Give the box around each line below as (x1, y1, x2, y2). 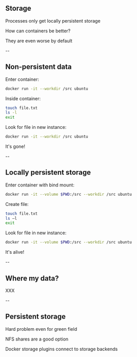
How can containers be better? (5, 28, 71, 34)
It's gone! (5, 143, 26, 149)
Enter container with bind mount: (5, 182, 74, 188)
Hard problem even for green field (5, 326, 77, 332)
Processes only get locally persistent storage (5, 17, 101, 24)
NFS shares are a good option (5, 336, 69, 342)
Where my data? (5, 274, 59, 283)
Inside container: (5, 95, 41, 102)
